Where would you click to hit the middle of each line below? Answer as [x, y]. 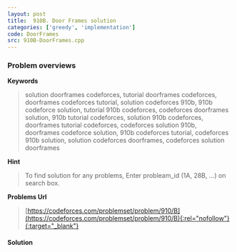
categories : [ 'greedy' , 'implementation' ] [71, 27]
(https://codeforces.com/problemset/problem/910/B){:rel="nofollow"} [127, 218]
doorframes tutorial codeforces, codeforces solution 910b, [111, 125]
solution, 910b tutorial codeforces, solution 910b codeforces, [114, 118]
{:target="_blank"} [52, 226]
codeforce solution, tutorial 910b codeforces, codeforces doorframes [127, 110]
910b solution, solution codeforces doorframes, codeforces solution [125, 141]
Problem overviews [42, 66]
